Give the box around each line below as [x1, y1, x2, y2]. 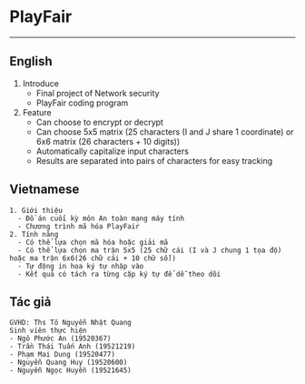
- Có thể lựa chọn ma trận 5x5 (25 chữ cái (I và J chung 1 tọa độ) [17, 246, 282, 255]
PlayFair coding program [35, 97, 129, 108]
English [9, 54, 53, 69]
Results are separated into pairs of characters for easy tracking [35, 155, 273, 166]
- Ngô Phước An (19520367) [9, 334, 112, 343]
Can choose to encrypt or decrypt [35, 116, 163, 127]
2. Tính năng [9, 229, 59, 238]
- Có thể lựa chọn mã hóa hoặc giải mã [17, 237, 169, 247]
